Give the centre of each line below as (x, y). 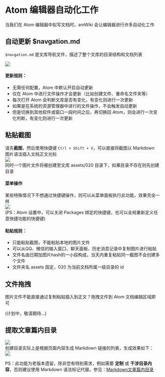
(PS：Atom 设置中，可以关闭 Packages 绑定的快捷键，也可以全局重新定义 (79, 212)
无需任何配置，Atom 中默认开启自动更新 (53, 87)
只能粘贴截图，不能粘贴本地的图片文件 (51, 242)
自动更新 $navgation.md (43, 41)
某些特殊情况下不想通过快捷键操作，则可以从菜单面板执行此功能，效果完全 (80, 195)
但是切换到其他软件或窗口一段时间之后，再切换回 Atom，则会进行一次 (83, 112)
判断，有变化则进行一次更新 (44, 118)
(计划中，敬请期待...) (26, 313)
